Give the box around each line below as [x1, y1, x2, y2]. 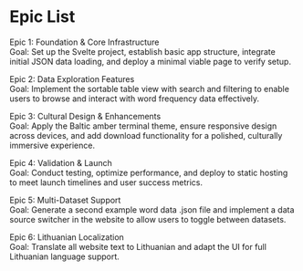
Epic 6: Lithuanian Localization [9, 231, 125, 243]
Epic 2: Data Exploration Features [9, 73, 135, 84]
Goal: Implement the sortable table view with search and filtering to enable [9, 83, 290, 94]
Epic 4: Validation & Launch [9, 157, 112, 168]
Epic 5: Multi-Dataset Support [9, 194, 121, 205]
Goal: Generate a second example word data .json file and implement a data [9, 203, 295, 215]
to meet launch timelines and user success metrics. [9, 176, 204, 188]
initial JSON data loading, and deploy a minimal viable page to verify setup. [9, 56, 292, 67]
